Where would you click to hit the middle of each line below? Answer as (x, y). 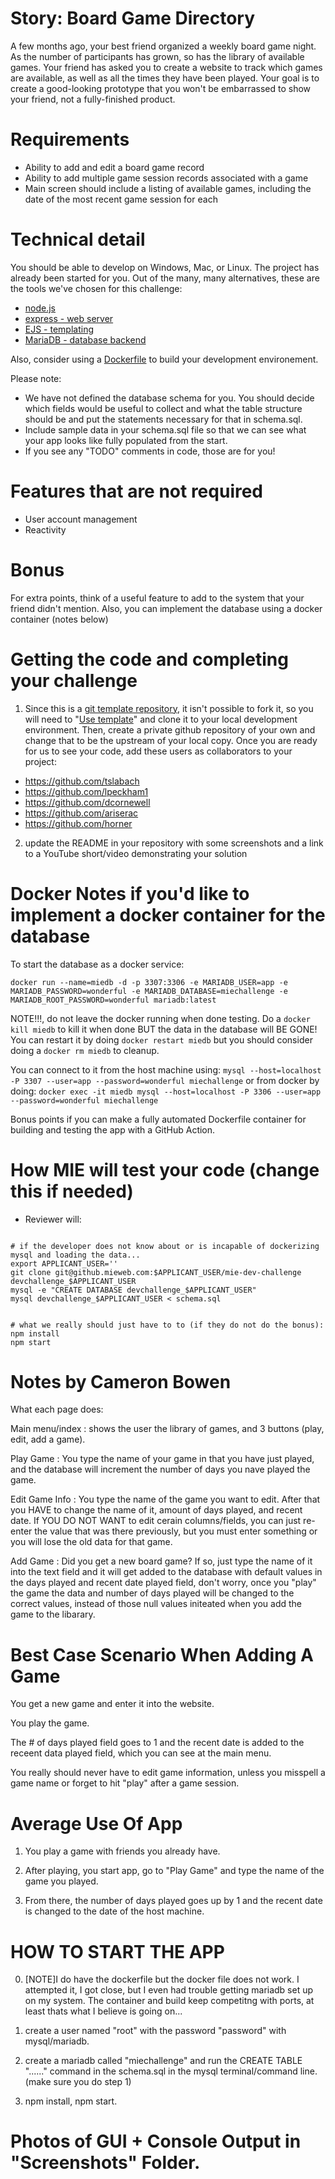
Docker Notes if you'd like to (130, 893)
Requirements (70, 139)
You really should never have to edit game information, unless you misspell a (168, 1773)
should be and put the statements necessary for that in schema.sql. (163, 419)
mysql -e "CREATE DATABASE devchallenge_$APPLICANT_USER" (133, 1290)
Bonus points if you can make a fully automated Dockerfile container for (158, 1119)
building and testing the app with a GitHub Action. (113, 1129)
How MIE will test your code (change (165, 1169)
